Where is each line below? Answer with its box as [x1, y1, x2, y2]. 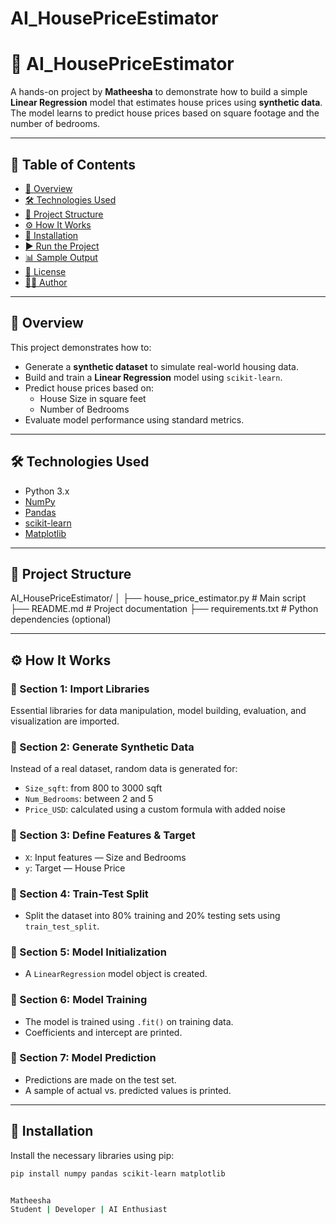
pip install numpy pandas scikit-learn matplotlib [10, 1168, 226, 1179]
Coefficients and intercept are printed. [24, 1026, 183, 1038]
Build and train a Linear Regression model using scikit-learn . [24, 371, 283, 383]
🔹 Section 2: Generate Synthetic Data [10, 740, 195, 754]
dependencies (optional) [10, 613, 112, 626]
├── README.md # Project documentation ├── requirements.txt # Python [10, 603, 319, 615]
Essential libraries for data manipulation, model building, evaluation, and [10, 705, 307, 717]
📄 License [24, 265, 67, 277]
